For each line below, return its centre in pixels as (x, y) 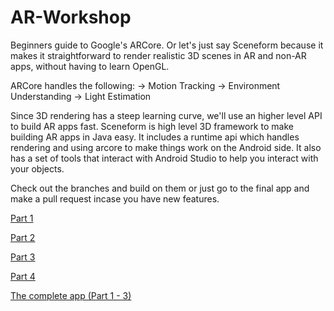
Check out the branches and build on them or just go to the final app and (160, 188)
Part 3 (23, 257)
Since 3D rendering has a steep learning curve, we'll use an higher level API (166, 115)
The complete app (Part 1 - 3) (71, 295)
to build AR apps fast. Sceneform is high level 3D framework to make (152, 126)
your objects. (37, 168)
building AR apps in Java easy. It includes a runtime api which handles (155, 137)
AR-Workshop (71, 17)
